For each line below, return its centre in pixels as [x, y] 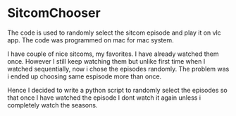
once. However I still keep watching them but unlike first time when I [106, 61]
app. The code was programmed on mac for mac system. [91, 40]
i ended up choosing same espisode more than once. [85, 76]
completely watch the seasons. [52, 105]
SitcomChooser [54, 13]
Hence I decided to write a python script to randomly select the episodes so [117, 90]
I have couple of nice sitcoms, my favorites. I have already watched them [113, 54]
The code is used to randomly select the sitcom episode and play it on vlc [114, 33]
